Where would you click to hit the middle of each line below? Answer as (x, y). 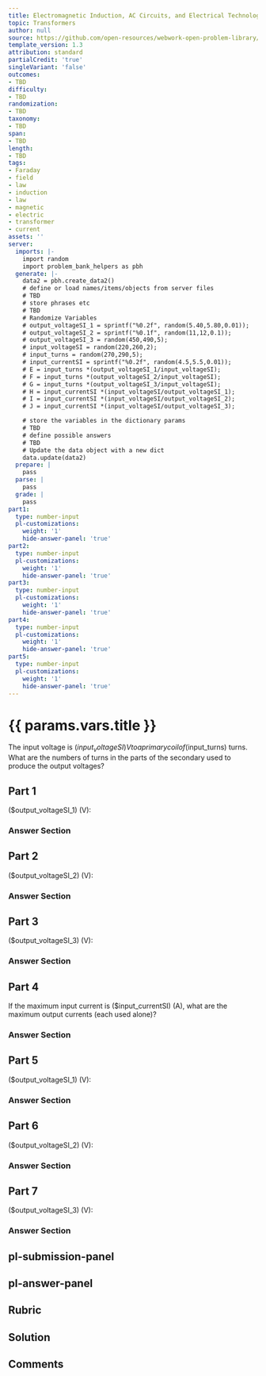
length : (21, 148)
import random (46, 259)
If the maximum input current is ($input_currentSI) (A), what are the (118, 1006)
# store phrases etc (56, 303)
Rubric (25, 1311)
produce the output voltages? (56, 766)
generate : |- (37, 274)
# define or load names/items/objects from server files (118, 289)
